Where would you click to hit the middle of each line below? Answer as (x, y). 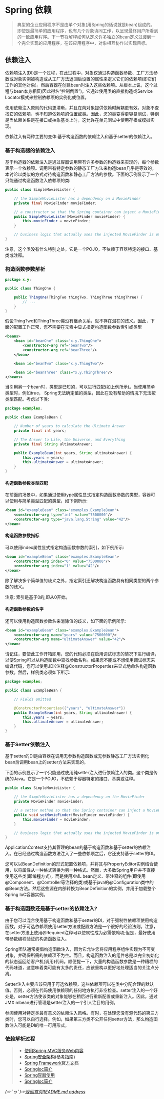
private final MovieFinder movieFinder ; (55, 203)
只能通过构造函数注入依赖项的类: (38, 181)
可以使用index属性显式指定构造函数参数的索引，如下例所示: (65, 547)
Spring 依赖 (29, 10)
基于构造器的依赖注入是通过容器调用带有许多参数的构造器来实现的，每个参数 (82, 162)
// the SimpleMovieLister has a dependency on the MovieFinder (80, 797)
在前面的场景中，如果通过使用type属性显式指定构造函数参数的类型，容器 (78, 495)
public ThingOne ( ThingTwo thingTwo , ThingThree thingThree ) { (78, 297)
